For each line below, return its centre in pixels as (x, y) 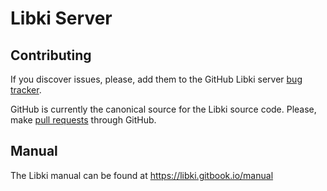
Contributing (51, 55)
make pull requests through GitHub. (83, 120)
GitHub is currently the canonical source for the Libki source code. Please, (163, 109)
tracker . (26, 90)
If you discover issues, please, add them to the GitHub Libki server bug (156, 79)
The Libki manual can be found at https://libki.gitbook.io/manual (142, 175)
